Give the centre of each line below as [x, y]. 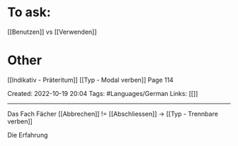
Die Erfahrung [28, 135]
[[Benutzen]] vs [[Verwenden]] [52, 32]
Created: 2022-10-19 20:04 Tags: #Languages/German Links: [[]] [103, 93]
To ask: [29, 12]
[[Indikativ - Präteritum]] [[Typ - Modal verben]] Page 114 [90, 80]
